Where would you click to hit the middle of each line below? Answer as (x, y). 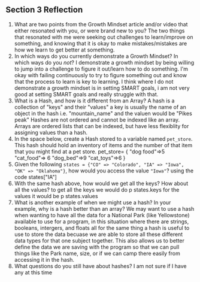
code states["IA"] (36, 177)
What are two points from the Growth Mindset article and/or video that (101, 24)
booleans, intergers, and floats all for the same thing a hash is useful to (102, 228)
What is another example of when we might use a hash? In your (93, 202)
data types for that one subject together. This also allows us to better (99, 240)
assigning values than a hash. (51, 132)
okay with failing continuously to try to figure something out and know (100, 75)
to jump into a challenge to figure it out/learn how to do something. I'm (101, 69)
